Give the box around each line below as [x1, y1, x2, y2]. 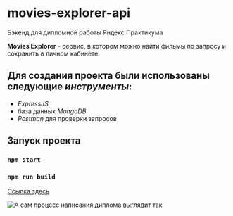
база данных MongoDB [17, 107, 87, 115]
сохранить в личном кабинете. [7, 49, 100, 58]
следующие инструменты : [7, 81, 132, 93]
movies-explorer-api [7, 5, 131, 21]
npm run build [7, 172, 56, 181]
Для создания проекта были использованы [7, 70, 210, 82]
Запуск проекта [7, 135, 81, 147]
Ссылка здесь [7, 187, 50, 196]
